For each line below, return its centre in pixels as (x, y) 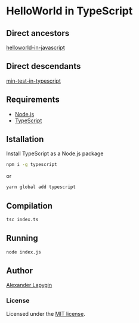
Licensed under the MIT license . (46, 313)
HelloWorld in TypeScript (69, 11)
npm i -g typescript (32, 165)
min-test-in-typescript (34, 81)
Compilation (29, 206)
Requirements (33, 100)
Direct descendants (44, 66)
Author (19, 271)
